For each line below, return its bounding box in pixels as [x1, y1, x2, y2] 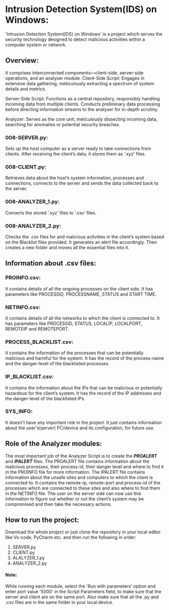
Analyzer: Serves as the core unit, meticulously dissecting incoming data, [5, 116, 158, 122]
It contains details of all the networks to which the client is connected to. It [5, 315, 160, 321]
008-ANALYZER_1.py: [5, 198, 60, 205]
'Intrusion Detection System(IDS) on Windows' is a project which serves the [5, 31, 163, 37]
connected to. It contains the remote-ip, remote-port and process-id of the [5, 479, 160, 485]
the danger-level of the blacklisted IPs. [5, 395, 86, 402]
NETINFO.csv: [5, 304, 41, 311]
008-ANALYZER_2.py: [5, 222, 62, 229]
